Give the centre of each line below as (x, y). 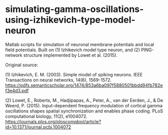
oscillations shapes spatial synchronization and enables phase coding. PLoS (84, 111)
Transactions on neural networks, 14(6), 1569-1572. (58, 80)
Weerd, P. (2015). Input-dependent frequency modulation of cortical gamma (84, 105)
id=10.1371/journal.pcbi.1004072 (38, 127)
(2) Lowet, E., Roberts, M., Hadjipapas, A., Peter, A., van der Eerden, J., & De (84, 100)
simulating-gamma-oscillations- (75, 9)
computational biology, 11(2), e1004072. (47, 116)
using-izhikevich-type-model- (70, 20)
